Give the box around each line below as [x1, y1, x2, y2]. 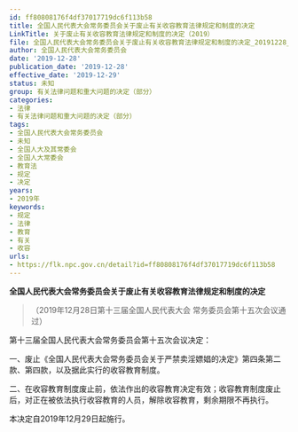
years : [9, 186, 34, 195]
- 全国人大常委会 [9, 153, 64, 162]
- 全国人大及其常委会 [9, 145, 77, 153]
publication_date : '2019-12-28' [9, 63, 129, 72]
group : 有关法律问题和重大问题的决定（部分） [9, 87, 157, 96]
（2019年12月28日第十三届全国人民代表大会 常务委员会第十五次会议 [30, 304, 278, 315]
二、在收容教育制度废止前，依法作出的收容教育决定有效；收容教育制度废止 [9, 383, 281, 394]
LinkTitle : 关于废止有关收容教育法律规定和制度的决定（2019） [9, 29, 215, 38]
